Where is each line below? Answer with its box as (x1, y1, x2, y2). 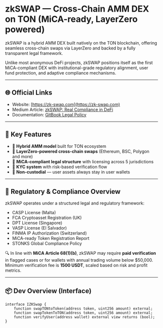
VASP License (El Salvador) (12, 225, 67, 231)
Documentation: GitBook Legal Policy (12, 111, 86, 117)
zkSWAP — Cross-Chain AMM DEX (5, 3, 149, 15)
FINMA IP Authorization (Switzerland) (12, 230, 87, 236)
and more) (12, 154, 33, 159)
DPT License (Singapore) (12, 220, 63, 226)
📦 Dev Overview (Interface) (5, 287, 92, 295)
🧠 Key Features (5, 130, 52, 139)
